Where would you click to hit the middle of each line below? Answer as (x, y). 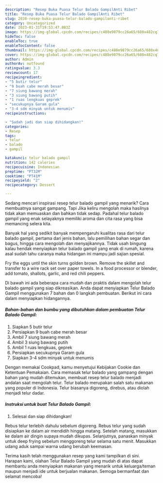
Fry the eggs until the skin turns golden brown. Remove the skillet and (75, 263)
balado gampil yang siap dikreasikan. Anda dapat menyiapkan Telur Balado (80, 288)
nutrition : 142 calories (30, 162)
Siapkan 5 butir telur (32, 327)
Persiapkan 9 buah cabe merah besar (49, 332)
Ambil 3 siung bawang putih (40, 342)
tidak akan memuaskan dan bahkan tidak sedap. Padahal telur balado (74, 213)
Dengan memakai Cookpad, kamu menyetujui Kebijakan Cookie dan (73, 367)
